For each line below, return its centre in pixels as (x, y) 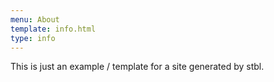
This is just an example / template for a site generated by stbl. (137, 67)
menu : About (35, 19)
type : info (33, 38)
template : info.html (53, 29)
